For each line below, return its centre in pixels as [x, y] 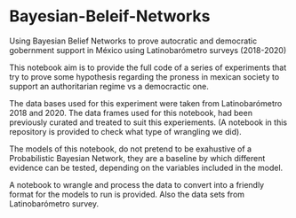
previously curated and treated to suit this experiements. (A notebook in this [148, 122]
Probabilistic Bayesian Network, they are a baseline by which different [137, 158]
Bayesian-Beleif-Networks [110, 16]
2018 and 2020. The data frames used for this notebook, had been [131, 113]
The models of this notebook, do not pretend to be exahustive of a [130, 149]
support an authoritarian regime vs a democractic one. [109, 86]
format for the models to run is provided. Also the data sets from [127, 194]
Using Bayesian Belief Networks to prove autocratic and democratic [133, 41]
